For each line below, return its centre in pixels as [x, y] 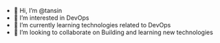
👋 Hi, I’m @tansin [38, 11]
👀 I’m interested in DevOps [51, 18]
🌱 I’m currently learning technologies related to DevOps [92, 25]
